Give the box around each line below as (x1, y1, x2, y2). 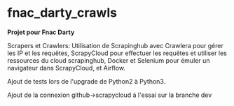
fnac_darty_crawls (7, 5, 118, 21)
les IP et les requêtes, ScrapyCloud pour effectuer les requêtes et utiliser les (7, 49, 228, 57)
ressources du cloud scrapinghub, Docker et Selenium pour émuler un (7, 56, 210, 64)
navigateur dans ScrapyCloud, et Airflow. (7, 63, 126, 72)
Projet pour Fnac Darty (7, 28, 75, 36)
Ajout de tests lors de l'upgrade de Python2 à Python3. (7, 77, 166, 85)
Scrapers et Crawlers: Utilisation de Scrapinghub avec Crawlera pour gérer (7, 41, 224, 50)
